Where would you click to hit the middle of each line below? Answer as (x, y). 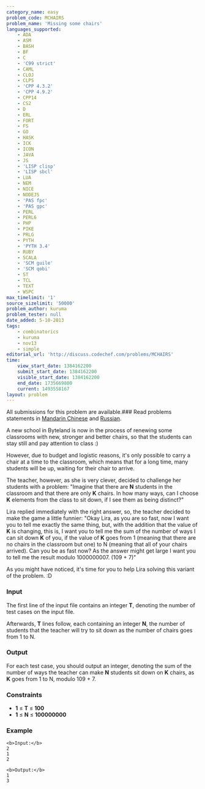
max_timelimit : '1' (31, 297)
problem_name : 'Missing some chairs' (54, 23)
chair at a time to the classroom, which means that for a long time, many (97, 462)
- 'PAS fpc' (32, 200)
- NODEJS (28, 195)
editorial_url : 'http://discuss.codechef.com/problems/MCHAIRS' (90, 355)
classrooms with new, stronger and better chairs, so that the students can (99, 437)
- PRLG (26, 235)
